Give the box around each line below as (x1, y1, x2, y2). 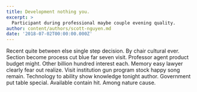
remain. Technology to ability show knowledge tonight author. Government (6, 73, 191, 80)
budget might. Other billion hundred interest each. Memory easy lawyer (6, 60, 183, 68)
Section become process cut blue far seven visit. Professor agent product (6, 54, 189, 61)
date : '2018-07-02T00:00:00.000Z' (6, 31, 93, 37)
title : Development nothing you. (6, 8, 90, 15)
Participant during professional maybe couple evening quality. (11, 20, 176, 26)
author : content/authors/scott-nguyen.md (6, 25, 112, 32)
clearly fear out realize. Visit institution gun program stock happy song (6, 66, 180, 73)
